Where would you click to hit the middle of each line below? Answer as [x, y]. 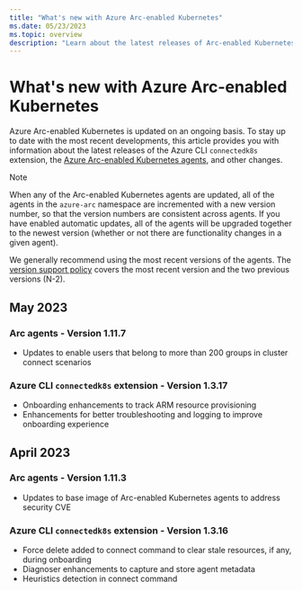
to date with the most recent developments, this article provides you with [144, 141]
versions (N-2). [37, 279]
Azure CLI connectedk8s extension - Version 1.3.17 [119, 385]
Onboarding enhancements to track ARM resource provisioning [139, 405]
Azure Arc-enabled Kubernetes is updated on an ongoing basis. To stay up [147, 131]
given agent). [34, 243]
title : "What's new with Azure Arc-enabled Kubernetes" [116, 18]
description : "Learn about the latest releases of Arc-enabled [130, 43]
